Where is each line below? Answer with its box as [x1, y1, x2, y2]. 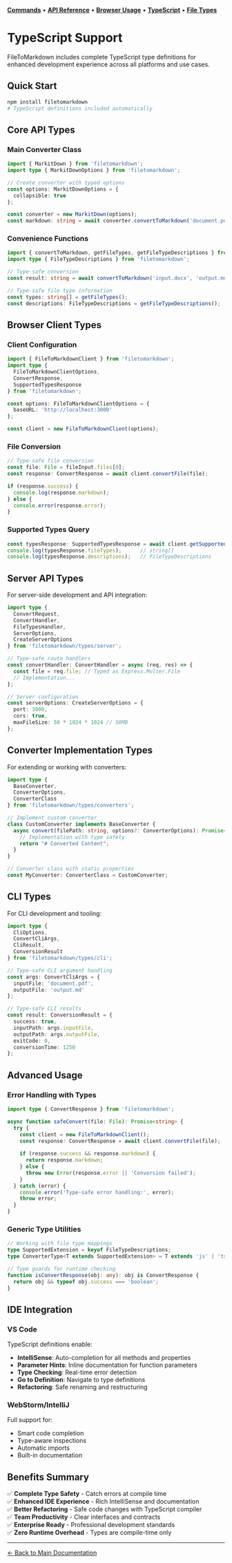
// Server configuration [7, 693, 79, 700]
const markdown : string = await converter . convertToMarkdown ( [7, 218, 190, 224]
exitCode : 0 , [13, 1037, 51, 1044]
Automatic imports [17, 1444, 70, 1452]
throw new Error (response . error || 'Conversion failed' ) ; [25, 1169, 196, 1176]
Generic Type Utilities [7, 1224, 81, 1234]
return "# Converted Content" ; [19, 840, 110, 847]
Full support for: [7, 1416, 53, 1424]
